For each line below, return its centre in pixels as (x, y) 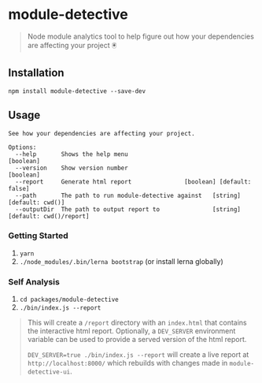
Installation (36, 73)
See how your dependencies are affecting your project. (101, 133)
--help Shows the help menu (72, 154)
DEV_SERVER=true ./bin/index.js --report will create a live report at (138, 355)
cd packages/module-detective (69, 300)
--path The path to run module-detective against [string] (128, 195)
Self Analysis (34, 281)
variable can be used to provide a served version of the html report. (137, 340)
